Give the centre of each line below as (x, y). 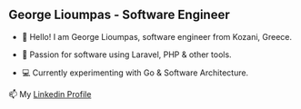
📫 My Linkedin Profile (50, 94)
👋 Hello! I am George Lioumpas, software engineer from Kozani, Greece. (157, 36)
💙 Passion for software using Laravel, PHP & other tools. (127, 54)
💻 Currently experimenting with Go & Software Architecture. (135, 73)
